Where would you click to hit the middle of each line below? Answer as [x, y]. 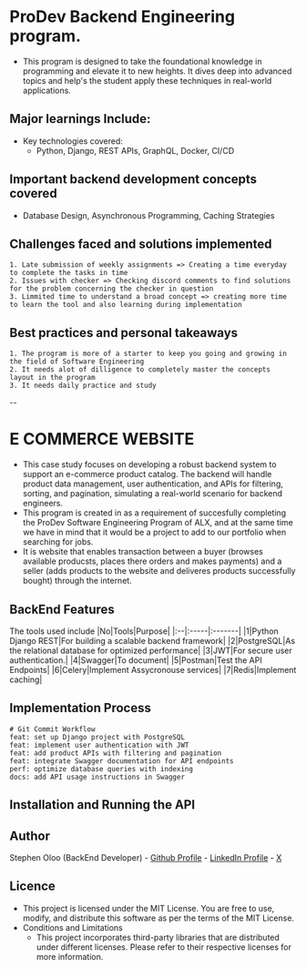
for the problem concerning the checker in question [112, 289]
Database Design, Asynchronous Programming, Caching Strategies [148, 215]
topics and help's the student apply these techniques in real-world [147, 80]
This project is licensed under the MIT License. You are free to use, [148, 908]
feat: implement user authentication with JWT [99, 745]
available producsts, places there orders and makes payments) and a [152, 561]
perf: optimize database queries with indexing [102, 769]
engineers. [43, 504]
